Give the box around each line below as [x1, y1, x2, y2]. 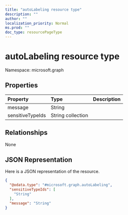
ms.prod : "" [5, 25, 29, 30]
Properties [5, 81, 38, 89]
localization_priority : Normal [5, 21, 69, 26]
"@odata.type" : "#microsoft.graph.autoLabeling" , [9, 183, 112, 188]
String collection [50, 112, 88, 119]
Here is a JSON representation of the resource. [5, 169, 100, 174]
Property [7, 96, 29, 103]
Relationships [5, 129, 48, 137]
